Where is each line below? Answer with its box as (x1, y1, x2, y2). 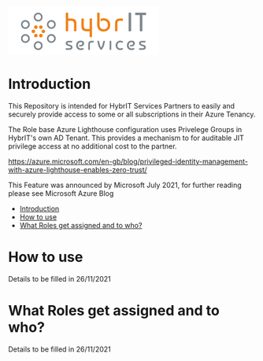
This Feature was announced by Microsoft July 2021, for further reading (8, 180, 242, 190)
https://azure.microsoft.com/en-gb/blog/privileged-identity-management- (8, 157, 248, 166)
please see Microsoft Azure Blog (8, 188, 114, 198)
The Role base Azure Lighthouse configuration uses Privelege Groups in (8, 124, 243, 134)
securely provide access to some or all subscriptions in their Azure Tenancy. (8, 109, 256, 119)
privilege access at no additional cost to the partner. (8, 141, 177, 151)
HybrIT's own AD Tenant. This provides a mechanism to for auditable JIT (8, 133, 244, 142)
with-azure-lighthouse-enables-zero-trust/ (8, 164, 147, 175)
